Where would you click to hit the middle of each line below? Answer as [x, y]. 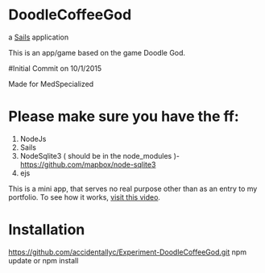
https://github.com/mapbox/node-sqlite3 [88, 164]
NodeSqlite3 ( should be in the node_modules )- [99, 155]
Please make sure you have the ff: [124, 116]
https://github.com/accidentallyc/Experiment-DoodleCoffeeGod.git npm [128, 252]
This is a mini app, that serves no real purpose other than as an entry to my [133, 188]
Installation [47, 230]
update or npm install [43, 260]
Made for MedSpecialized [51, 84]
